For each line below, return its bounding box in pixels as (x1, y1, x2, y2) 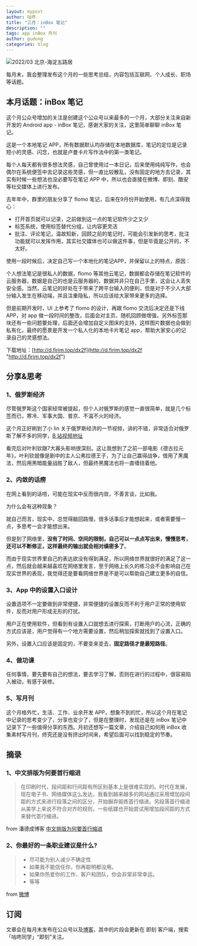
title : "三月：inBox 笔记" (6, 19, 67, 25)
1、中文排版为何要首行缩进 (6, 769, 81, 777)
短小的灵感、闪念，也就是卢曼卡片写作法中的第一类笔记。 (6, 148, 145, 155)
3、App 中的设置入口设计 (6, 586, 78, 594)
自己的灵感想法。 (11, 334, 53, 341)
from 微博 (6, 890, 29, 898)
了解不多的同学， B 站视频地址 (11, 432, 83, 439)
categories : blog (6, 42, 49, 48)
